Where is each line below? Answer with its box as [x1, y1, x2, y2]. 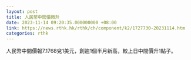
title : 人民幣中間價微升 [6, 14, 60, 20]
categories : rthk [6, 31, 49, 36]
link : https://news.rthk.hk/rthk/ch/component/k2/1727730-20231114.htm [6, 25, 185, 31]
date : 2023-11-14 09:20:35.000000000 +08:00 [6, 19, 117, 25]
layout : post [6, 8, 38, 15]
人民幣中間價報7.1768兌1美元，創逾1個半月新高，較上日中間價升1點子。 [6, 48, 176, 55]
